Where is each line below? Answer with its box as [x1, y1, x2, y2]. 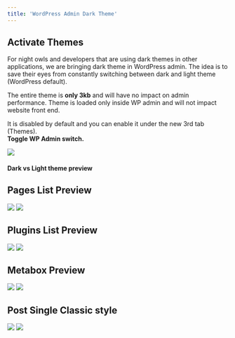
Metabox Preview [7, 265, 86, 277]
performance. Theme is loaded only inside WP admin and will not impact [7, 99, 217, 107]
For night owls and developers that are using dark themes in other [7, 55, 198, 63]
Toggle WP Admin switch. [7, 134, 84, 143]
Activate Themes [7, 37, 84, 49]
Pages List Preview [7, 184, 93, 196]
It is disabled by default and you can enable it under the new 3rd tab [7, 120, 205, 128]
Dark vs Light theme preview [7, 164, 93, 173]
